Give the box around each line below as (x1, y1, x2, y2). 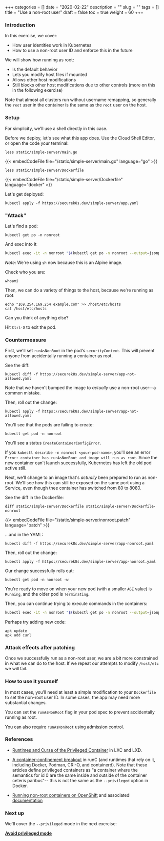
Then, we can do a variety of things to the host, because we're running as (5, 287, 154, 293)
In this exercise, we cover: (5, 33, 58, 39)
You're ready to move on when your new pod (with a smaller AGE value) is (5, 586, 152, 592)
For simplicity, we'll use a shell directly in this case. (5, 125, 108, 131)
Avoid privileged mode (5, 830, 52, 836)
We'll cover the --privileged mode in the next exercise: (5, 821, 117, 827)
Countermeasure (5, 336, 46, 343)
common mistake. (5, 390, 41, 396)
